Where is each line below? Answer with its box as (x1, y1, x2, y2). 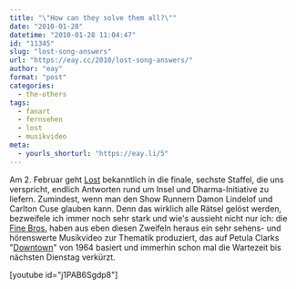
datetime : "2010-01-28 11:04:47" (9, 30, 137, 39)
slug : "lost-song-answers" (9, 47, 112, 57)
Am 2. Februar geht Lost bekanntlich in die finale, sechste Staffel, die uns (9, 174, 284, 185)
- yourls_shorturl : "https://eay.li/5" (17, 149, 169, 158)
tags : (9, 98, 30, 108)
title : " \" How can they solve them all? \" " (9, 13, 178, 23)
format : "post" (9, 73, 67, 82)
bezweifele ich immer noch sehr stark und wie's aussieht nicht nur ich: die (9, 212, 288, 223)
